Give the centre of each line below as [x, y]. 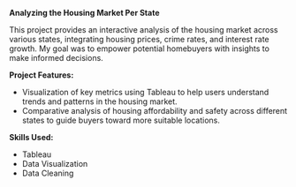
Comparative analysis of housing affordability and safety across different [155, 111]
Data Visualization [55, 164]
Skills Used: [31, 137]
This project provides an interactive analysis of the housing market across [144, 30]
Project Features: [42, 75]
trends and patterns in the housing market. [100, 101]
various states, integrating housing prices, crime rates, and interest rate [139, 39]
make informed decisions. [56, 58]
